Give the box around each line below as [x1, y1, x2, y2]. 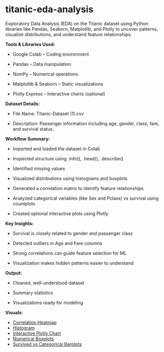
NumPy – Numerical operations [12, 71, 78, 77]
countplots [12, 200, 36, 206]
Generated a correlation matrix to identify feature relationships [12, 185, 144, 191]
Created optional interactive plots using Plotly [12, 210, 108, 217]
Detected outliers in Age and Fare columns [12, 240, 103, 246]
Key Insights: [5, 220, 34, 226]
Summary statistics [12, 290, 53, 296]
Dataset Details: [5, 101, 40, 107]
